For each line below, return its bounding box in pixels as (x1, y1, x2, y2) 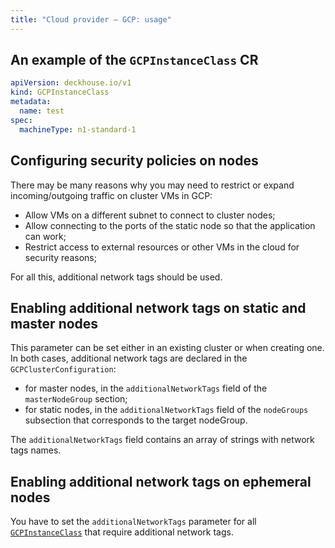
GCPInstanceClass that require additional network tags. (10, 526, 234, 538)
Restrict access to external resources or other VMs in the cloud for (24, 241, 300, 253)
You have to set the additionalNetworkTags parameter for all (10, 516, 257, 528)
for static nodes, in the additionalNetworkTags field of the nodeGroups (24, 404, 309, 416)
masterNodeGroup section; (24, 393, 128, 405)
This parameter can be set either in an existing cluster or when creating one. (10, 342, 325, 354)
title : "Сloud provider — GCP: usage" (10, 14, 172, 25)
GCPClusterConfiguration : (10, 363, 117, 375)
